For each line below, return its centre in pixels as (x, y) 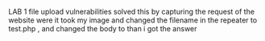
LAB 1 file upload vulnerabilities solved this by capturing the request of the (132, 12)
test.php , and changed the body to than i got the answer (103, 29)
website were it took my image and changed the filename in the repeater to (133, 20)
